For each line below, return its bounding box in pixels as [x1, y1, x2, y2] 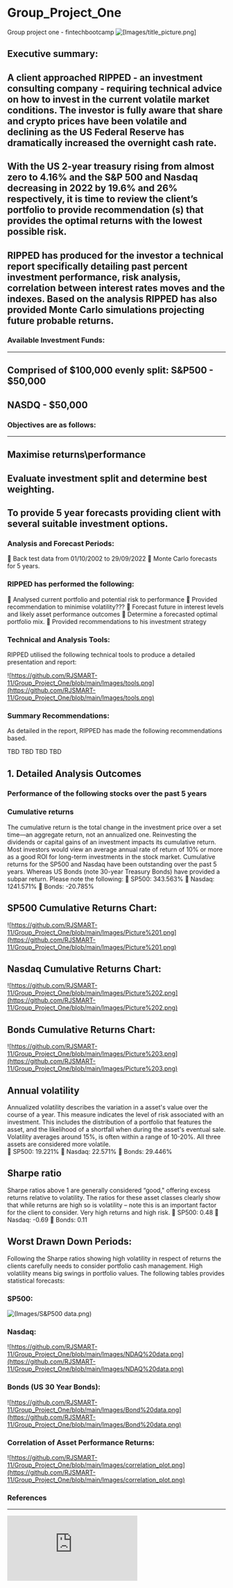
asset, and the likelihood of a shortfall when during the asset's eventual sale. [7, 1125, 226, 1134]
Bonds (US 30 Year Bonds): [7, 1382, 101, 1392]
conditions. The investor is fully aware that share [7, 104, 223, 116]
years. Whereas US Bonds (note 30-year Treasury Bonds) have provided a [7, 867, 221, 876]
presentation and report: [7, 657, 77, 666]
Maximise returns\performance [7, 449, 146, 460]
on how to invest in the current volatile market [7, 93, 210, 105]
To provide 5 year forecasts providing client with [7, 507, 221, 519]
